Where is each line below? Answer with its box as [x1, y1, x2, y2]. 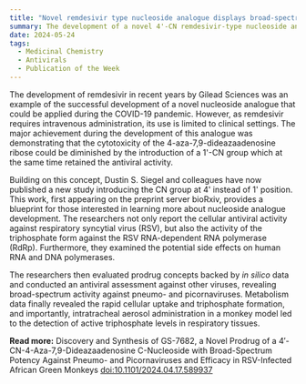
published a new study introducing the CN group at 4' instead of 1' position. [9, 184, 293, 195]
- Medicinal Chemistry [17, 47, 104, 56]
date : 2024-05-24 [9, 30, 76, 39]
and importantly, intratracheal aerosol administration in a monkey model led [9, 308, 292, 318]
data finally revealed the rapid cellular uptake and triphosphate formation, [9, 298, 285, 309]
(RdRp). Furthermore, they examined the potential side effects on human [9, 242, 281, 253]
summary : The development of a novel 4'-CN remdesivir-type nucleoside [9, 22, 287, 31]
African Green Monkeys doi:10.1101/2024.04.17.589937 [9, 364, 213, 375]
